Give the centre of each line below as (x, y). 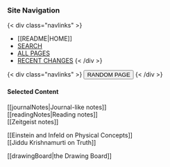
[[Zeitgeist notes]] (33, 121)
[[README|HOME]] (45, 39)
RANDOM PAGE (109, 75)
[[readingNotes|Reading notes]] (53, 114)
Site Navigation (34, 10)
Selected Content (33, 91)
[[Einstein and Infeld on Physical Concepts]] (70, 135)
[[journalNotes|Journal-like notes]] (57, 107)
